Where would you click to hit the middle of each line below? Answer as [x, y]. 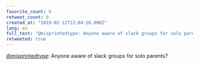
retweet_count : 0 [28, 17]
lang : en [17, 28]
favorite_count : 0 [29, 12]
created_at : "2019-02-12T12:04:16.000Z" [57, 22]
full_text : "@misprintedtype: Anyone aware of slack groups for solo [94, 34]
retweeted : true [26, 39]
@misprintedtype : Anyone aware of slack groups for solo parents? [87, 56]
